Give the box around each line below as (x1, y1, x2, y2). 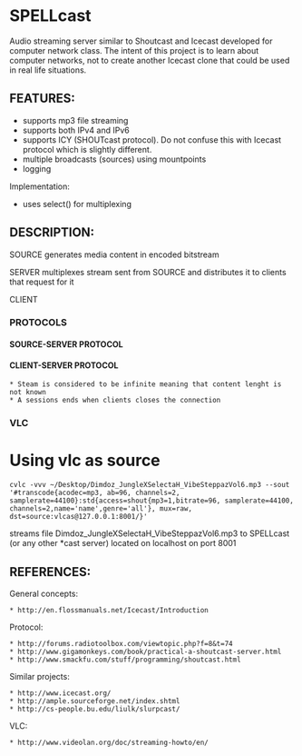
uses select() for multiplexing (22, 198, 132, 209)
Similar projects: (9, 671, 70, 681)
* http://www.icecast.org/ (9, 688, 112, 698)
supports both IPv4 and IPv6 (22, 124, 130, 135)
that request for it (9, 276, 74, 287)
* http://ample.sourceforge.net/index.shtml (9, 696, 180, 705)
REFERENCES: (9, 564, 92, 580)
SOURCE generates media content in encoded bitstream (9, 249, 219, 260)
